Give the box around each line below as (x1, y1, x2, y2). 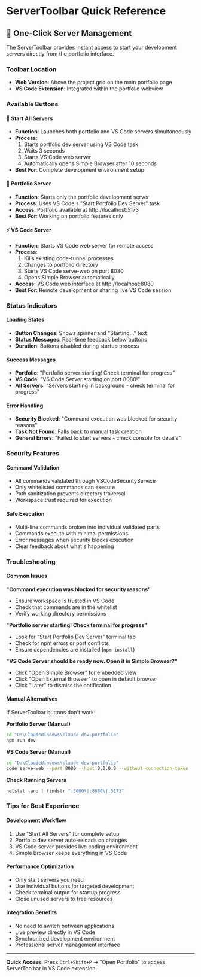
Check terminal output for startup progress (14, 888, 121, 896)
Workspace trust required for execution (14, 497, 112, 504)
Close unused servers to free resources (14, 895, 113, 902)
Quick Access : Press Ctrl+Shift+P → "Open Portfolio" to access (6, 958, 166, 966)
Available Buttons (6, 100, 59, 108)
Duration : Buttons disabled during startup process (14, 342, 139, 349)
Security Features (6, 449, 60, 458)
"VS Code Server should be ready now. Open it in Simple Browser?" (6, 657, 178, 665)
